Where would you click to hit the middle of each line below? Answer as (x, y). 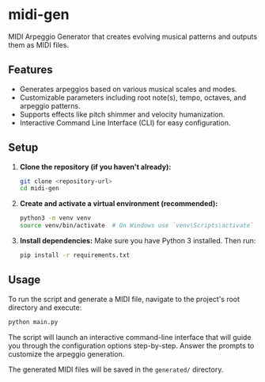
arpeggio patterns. (50, 105)
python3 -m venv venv (55, 218)
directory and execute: (45, 308)
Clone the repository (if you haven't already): (95, 166)
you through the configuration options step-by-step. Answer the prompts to (131, 346)
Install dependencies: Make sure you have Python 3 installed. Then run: (138, 241)
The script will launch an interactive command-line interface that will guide (130, 337)
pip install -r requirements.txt (75, 255)
